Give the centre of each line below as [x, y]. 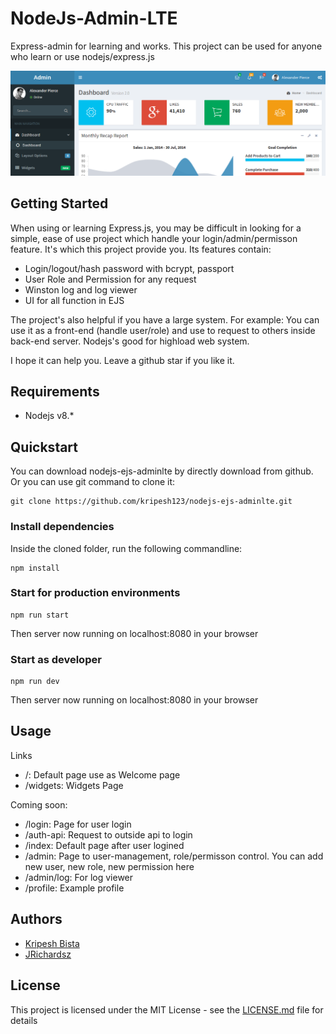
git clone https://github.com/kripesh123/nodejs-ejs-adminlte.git [151, 502]
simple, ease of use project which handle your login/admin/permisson [154, 238]
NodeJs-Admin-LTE [94, 18]
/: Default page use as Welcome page [102, 774]
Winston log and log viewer [81, 289]
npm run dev [35, 682]
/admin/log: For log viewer [79, 877]
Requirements [55, 391]
